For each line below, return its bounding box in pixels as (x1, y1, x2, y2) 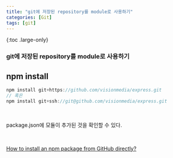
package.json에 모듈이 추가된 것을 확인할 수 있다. (6, 121, 123, 129)
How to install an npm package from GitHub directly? (6, 145, 136, 152)
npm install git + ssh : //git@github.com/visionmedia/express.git (6, 98, 168, 104)
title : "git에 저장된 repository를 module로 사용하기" (6, 8, 133, 15)
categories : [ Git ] (6, 14, 52, 20)
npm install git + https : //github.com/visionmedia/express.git (6, 87, 162, 93)
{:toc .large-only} (6, 37, 49, 44)
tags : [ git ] (6, 20, 36, 26)
